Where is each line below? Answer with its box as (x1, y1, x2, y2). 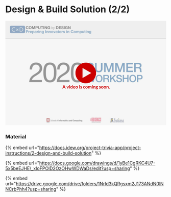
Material (5, 133, 27, 140)
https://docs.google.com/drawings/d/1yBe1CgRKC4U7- (39, 160, 156, 166)
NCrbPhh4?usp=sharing (5, 186, 57, 192)
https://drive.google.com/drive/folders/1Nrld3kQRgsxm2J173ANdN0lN (15, 180, 164, 187)
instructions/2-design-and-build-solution (5, 150, 92, 156)
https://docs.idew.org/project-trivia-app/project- (39, 144, 141, 151)
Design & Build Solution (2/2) (5, 4, 130, 15)
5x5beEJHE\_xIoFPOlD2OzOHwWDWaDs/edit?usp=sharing (5, 165, 130, 171)
